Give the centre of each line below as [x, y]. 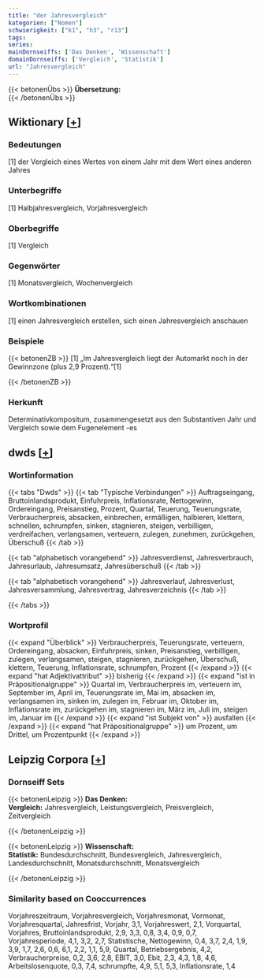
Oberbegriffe [33, 228]
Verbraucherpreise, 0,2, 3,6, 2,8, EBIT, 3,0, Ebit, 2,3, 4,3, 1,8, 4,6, [113, 958]
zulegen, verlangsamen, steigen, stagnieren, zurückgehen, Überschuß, [123, 660]
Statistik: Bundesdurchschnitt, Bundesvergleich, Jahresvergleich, [115, 854]
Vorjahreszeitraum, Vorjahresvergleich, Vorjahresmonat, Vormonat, [117, 916]
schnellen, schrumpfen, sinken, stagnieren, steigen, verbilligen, [111, 526]
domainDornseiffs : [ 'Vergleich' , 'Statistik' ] [86, 60]
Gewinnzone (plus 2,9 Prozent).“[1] [65, 366]
